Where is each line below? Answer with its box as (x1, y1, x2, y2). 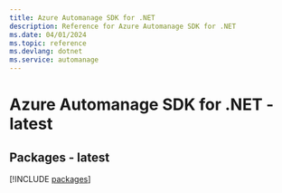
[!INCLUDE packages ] (9, 174, 91, 184)
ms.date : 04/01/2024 (9, 30, 88, 39)
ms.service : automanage (9, 55, 99, 64)
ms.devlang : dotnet (9, 47, 83, 56)
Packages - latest (9, 150, 110, 165)
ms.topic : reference (9, 38, 88, 48)
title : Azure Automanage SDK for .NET (9, 13, 155, 23)
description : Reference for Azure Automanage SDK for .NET (9, 22, 237, 31)
